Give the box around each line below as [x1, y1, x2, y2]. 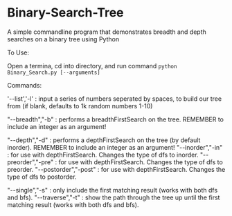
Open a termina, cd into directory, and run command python [7, 61, 177, 70]
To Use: [7, 48, 30, 57]
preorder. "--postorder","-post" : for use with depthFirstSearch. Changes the [7, 165, 226, 173]
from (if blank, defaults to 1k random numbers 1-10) [7, 101, 153, 110]
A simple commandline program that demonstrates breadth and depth [7, 28, 206, 36]
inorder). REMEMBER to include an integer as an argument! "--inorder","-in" [7, 143, 223, 151]
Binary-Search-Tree [7, 5, 124, 21]
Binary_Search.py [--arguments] [7, 69, 100, 76]
